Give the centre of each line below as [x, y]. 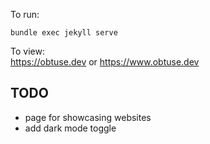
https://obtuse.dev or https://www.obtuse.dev [105, 62]
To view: [27, 51]
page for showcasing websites [88, 117]
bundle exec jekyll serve [64, 33]
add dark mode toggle [70, 128]
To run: [25, 14]
